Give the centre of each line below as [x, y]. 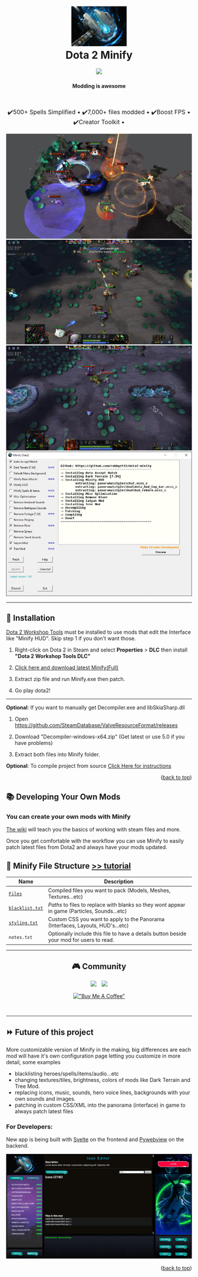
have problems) [34, 743]
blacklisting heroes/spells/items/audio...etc [67, 1074]
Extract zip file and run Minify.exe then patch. [70, 679]
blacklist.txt [26, 908]
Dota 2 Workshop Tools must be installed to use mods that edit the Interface [99, 632]
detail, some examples [33, 1062]
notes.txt [21, 937]
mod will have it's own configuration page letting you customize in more [93, 1056]
